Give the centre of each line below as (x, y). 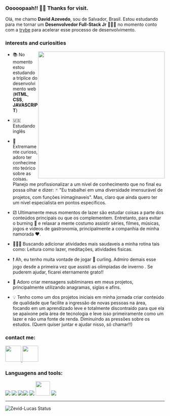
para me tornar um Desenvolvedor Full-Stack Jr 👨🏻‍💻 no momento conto (81, 24)
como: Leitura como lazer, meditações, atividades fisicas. (72, 249)
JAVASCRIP (25, 105)
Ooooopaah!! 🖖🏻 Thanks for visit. (47, 8)
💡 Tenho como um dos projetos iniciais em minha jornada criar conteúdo (88, 297)
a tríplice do (25, 78)
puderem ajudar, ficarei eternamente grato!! (58, 272)
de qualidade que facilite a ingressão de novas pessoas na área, (79, 303)
